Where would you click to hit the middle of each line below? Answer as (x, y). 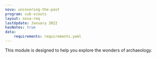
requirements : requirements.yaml (48, 37)
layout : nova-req (23, 18)
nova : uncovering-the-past (32, 9)
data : (10, 32)
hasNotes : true (20, 28)
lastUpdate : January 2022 (31, 23)
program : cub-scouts (26, 14)
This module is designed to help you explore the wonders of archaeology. (79, 50)
